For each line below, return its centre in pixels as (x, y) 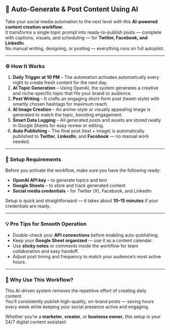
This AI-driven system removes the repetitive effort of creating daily (76, 291)
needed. (21, 142)
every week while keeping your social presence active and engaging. (77, 307)
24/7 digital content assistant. (36, 322)
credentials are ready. (28, 206)
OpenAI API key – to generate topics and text (60, 180)
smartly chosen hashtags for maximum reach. (60, 104)
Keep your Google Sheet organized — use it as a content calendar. (82, 240)
